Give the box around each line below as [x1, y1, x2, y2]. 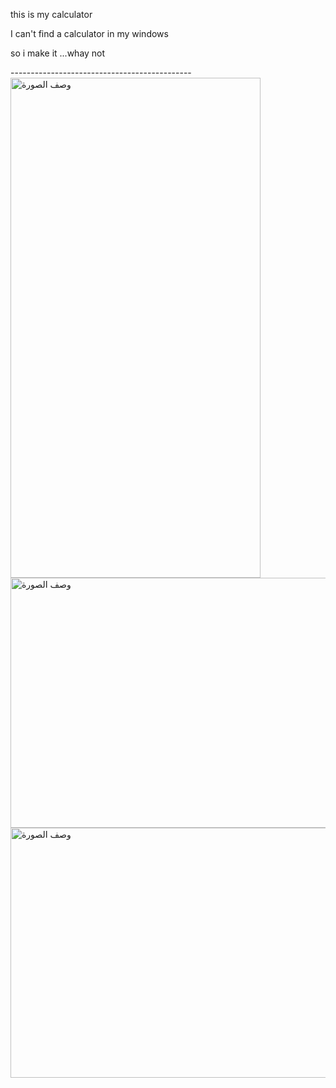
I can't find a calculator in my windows [10, 28, 169, 39]
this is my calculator [10, 9, 93, 20]
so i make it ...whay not [10, 47, 106, 59]
